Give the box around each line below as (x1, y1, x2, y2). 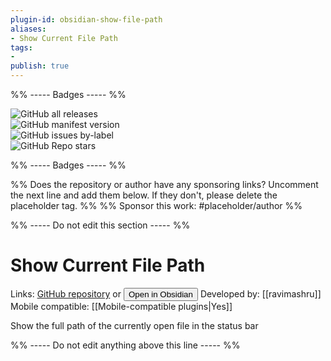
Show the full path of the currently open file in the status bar (10, 319, 259, 331)
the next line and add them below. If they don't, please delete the (10, 189, 278, 201)
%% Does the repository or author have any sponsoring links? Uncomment (10, 179, 319, 190)
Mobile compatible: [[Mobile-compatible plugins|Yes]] (10, 300, 233, 312)
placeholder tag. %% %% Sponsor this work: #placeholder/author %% (10, 200, 303, 211)
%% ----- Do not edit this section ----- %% (10, 219, 191, 231)
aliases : (10, 24, 47, 34)
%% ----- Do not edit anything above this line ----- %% (10, 339, 241, 351)
